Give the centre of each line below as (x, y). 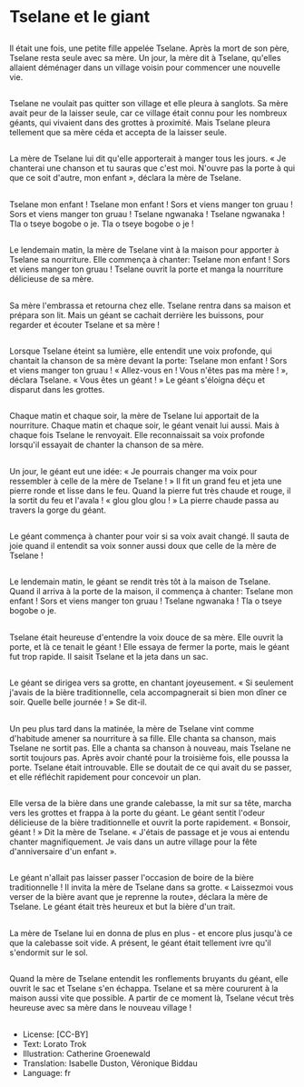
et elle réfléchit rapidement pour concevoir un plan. (105, 777)
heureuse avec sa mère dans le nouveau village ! (101, 1008)
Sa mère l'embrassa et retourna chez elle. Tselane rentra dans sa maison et (150, 305)
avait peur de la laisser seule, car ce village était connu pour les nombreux (148, 113)
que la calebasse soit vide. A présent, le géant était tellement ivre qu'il (141, 942)
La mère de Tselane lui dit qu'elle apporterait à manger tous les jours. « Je (148, 159)
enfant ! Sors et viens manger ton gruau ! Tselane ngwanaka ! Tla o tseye (146, 601)
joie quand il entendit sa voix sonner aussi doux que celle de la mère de (143, 546)
